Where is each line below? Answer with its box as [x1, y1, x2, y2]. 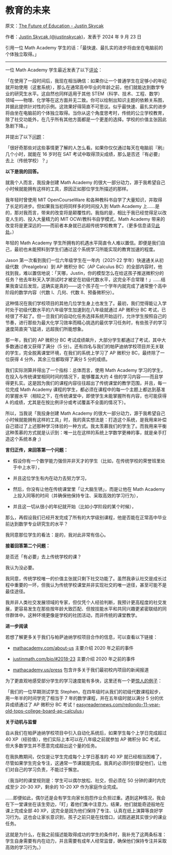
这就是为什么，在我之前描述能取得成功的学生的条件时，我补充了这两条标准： [5, 831, 167, 838]
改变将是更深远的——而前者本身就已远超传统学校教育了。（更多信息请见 [5, 222, 156, 228]
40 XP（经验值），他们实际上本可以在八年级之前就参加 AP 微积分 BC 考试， [5, 736, 164, 742]
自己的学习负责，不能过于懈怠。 [14, 766, 82, 772]
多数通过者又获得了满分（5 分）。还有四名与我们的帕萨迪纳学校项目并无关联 [5, 343, 164, 349]
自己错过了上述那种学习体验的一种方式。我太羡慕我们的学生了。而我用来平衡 [5, 423, 167, 429]
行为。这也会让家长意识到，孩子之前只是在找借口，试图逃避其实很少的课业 [9, 814, 167, 820]
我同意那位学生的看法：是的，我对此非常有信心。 [5, 531, 109, 538]
